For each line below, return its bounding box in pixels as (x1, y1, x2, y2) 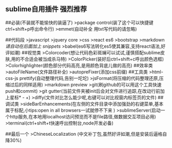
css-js (5, 75, 18, 81)
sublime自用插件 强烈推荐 (5, 5, 87, 14)
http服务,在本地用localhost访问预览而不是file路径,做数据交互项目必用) (9, 113, 157, 119)
